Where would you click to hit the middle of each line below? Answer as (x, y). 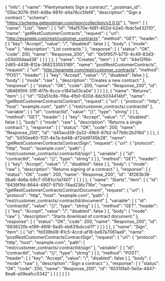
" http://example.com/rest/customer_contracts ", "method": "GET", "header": (82, 38)
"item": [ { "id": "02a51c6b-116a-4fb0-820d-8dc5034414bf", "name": (76, 96)
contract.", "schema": (27, 17)
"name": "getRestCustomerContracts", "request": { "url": (62, 33)
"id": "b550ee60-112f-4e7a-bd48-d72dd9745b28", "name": (66, 138)
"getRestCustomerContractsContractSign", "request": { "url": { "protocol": (80, 143)
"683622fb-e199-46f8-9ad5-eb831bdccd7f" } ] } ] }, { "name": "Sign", (76, 227)
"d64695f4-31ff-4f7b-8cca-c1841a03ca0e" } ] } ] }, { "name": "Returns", (78, 91)
